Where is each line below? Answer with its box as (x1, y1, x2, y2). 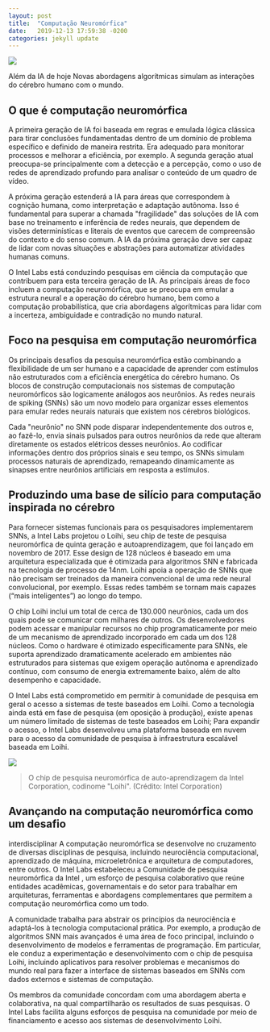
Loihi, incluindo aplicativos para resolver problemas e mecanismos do (8, 957, 240, 967)
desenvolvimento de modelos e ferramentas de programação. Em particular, (8, 940, 262, 950)
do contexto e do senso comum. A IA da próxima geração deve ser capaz (8, 235, 252, 244)
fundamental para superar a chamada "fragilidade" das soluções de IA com (8, 209, 260, 218)
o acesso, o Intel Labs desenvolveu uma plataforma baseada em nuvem (8, 725, 247, 734)
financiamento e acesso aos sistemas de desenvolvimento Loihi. (8, 1015, 222, 1025)
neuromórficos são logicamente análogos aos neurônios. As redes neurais (8, 389, 255, 399)
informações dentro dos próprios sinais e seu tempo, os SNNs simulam (8, 447, 244, 457)
